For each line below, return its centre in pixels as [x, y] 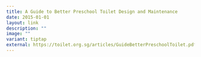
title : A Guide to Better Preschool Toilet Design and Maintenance [92, 12]
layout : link [22, 23]
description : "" [26, 28]
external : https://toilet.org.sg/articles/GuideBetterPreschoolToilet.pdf [101, 45]
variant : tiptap [26, 39]
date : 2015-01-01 [28, 17]
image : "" [19, 34]
